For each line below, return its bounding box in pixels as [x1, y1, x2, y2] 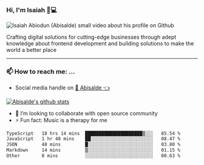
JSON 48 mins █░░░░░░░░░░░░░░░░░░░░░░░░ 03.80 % [6, 141, 181, 147]
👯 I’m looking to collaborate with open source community [15, 109, 158, 117]
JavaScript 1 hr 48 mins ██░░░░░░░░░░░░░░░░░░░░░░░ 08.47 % [6, 136, 181, 142]
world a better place [6, 47, 56, 54]
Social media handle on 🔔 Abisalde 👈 [15, 84, 110, 91]
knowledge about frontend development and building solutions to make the [6, 40, 194, 47]
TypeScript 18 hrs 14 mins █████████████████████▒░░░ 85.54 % [6, 130, 181, 137]
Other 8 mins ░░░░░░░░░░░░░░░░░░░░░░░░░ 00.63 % [6, 153, 181, 159]
